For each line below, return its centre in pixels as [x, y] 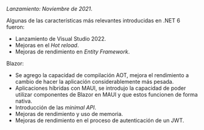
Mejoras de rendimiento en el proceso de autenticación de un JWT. [100, 120]
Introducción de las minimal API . [55, 108]
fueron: [16, 27]
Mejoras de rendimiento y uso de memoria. [69, 114]
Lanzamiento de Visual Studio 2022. [61, 39]
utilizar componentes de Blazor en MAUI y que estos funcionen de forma [106, 94]
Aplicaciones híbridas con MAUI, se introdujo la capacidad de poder [100, 88]
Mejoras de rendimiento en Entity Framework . [72, 52]
